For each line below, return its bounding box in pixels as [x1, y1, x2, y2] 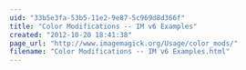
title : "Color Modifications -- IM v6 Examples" [9, 22, 198, 31]
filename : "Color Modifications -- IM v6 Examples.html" [9, 47, 231, 56]
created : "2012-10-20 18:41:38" [9, 30, 132, 39]
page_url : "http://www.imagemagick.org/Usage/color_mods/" [9, 38, 239, 48]
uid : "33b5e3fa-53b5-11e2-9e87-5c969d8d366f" [9, 13, 185, 23]
